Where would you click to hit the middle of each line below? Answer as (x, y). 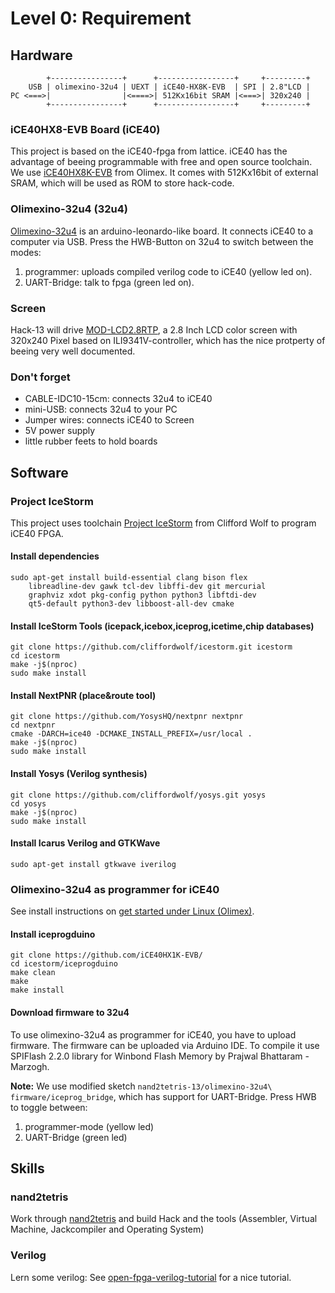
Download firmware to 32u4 (70, 1012)
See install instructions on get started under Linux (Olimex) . (132, 911)
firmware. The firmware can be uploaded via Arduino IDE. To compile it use (165, 1045)
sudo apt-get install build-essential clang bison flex (129, 578)
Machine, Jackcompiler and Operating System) (107, 1229)
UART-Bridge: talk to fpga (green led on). (109, 282)
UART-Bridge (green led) (76, 1137)
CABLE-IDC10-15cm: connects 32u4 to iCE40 (118, 399)
